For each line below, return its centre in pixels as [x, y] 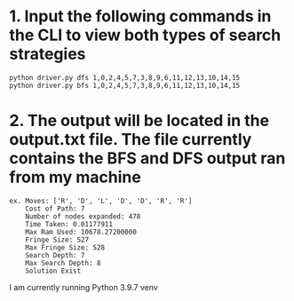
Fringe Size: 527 [57, 240]
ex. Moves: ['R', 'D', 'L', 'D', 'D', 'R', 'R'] [101, 201]
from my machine [75, 177]
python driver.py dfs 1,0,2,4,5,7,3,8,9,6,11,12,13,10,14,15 [125, 77]
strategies [48, 54]
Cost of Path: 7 [56, 209]
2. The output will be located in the [139, 121]
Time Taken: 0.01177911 [69, 224]
